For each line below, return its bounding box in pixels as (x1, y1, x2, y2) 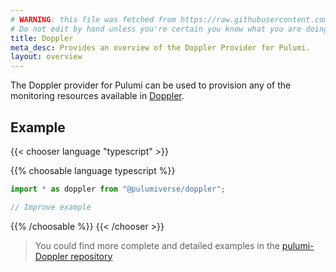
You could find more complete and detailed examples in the (34, 239, 280, 251)
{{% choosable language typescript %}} (10, 164, 176, 176)
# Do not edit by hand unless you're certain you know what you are (10, 24, 302, 34)
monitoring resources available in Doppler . (10, 90, 185, 102)
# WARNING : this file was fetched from (10, 14, 177, 25)
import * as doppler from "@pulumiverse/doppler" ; (10, 184, 226, 194)
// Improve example (10, 202, 92, 212)
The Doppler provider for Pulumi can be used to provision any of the (10, 79, 292, 91)
